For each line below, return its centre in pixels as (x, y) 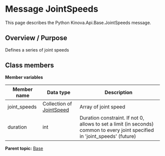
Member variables (24, 77)
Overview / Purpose (36, 38)
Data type (59, 92)
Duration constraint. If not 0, (112, 118)
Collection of (57, 104)
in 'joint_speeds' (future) (108, 136)
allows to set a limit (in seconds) (116, 124)
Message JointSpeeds (52, 9)
